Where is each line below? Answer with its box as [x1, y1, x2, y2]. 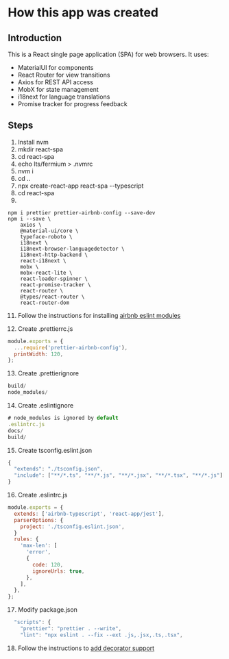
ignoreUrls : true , [32, 567, 85, 575]
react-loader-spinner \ [20, 275, 88, 282]
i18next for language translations [17, 92, 110, 101]
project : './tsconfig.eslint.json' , [20, 523, 125, 530]
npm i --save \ [8, 215, 51, 222]
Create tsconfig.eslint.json [17, 446, 93, 454]
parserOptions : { [14, 517, 64, 523]
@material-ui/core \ [20, 227, 79, 234]
